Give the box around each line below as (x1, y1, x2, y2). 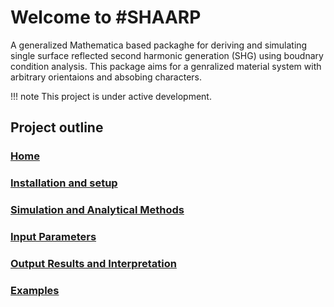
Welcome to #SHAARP (10, 6, 202, 29)
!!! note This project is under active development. (10, 90, 212, 102)
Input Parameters (10, 230, 97, 244)
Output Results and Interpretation (10, 256, 177, 270)
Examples (10, 283, 60, 297)
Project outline (10, 119, 104, 136)
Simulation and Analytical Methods (10, 203, 185, 217)
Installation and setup (10, 176, 118, 190)
